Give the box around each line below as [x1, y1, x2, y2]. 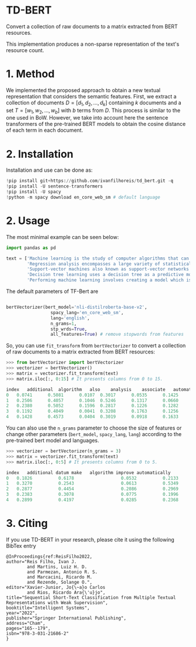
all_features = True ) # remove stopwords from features [50, 332, 184, 338]
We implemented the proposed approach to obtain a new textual [6, 86, 160, 94]
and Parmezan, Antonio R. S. [27, 569, 98, 575]
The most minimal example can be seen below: [6, 233, 119, 240]
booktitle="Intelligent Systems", [6, 605, 90, 611]
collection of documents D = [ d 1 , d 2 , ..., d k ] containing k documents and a [6, 99, 182, 107]
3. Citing [6, 517, 48, 530]
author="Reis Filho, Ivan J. [6, 559, 77, 564]
